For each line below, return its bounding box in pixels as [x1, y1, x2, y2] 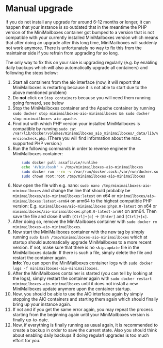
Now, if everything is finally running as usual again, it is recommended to [12, 322, 158, 328]
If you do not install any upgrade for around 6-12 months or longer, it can [5, 19, 151, 25]
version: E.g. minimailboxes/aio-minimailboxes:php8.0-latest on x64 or [12, 203, 157, 209]
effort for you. [12, 338, 41, 344]
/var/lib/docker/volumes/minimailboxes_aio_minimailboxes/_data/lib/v [12, 131, 159, 136]
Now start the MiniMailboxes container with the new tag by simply [12, 229, 145, 235]
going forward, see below [12, 100, 64, 106]
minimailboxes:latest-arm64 [12, 199, 69, 204]
